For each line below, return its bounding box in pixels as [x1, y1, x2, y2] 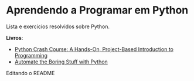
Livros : [6, 34, 23, 41]
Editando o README [6, 69, 55, 76]
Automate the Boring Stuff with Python [14, 58, 108, 65]
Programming [14, 52, 48, 59]
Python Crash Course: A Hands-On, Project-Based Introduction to [14, 45, 174, 53]
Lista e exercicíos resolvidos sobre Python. [6, 23, 110, 30]
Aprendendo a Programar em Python [6, 4, 189, 17]
